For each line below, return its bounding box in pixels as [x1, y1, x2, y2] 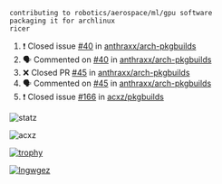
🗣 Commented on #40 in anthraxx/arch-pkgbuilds [22, 54, 212, 65]
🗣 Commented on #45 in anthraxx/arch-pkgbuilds [22, 78, 212, 88]
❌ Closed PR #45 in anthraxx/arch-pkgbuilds [22, 68, 190, 78]
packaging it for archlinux [9, 16, 116, 25]
